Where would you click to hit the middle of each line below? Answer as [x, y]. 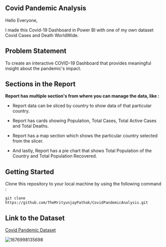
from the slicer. [28, 141]
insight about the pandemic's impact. [43, 68]
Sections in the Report [40, 84]
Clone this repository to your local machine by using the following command [83, 184]
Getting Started [30, 172]
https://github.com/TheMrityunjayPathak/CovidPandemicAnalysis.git [77, 203]
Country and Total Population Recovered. [55, 156]
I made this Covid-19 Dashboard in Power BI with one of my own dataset [79, 30]
